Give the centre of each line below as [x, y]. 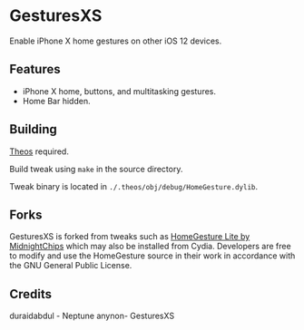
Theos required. [39, 151]
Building [33, 129]
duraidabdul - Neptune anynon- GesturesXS [92, 316]
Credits [31, 294]
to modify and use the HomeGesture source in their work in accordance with [152, 256]
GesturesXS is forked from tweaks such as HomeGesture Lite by [130, 237]
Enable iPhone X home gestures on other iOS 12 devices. [116, 41]
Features [35, 69]
